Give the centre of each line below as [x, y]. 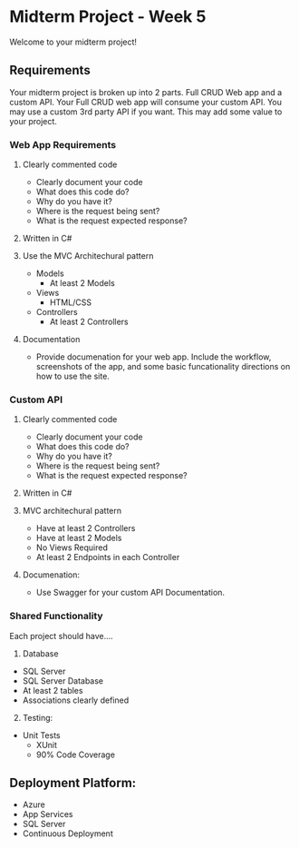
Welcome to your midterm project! [73, 42]
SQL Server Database [63, 680]
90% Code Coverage [76, 754]
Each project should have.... [61, 636]
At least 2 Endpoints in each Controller [108, 557]
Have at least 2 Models [79, 538]
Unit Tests [41, 735]
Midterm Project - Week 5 [108, 17]
